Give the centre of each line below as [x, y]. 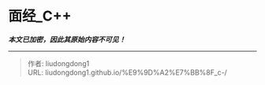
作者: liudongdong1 [58, 63]
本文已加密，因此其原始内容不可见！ [67, 39]
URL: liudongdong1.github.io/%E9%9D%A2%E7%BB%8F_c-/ [127, 72]
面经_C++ [40, 16]
